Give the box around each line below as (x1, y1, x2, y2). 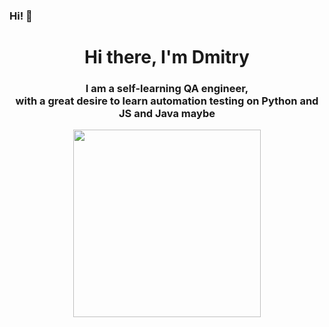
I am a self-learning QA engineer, (85, 82, 249, 96)
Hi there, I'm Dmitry (84, 46, 250, 69)
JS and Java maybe (118, 107, 216, 121)
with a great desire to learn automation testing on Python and (15, 94, 319, 108)
